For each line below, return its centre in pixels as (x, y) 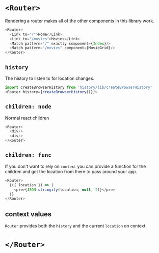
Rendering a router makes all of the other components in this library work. (80, 21)
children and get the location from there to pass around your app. (71, 171)
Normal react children (27, 118)
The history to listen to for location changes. (50, 78)
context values (28, 214)
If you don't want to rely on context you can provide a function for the (76, 166)
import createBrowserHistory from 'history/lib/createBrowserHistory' (79, 87)
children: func (28, 155)
